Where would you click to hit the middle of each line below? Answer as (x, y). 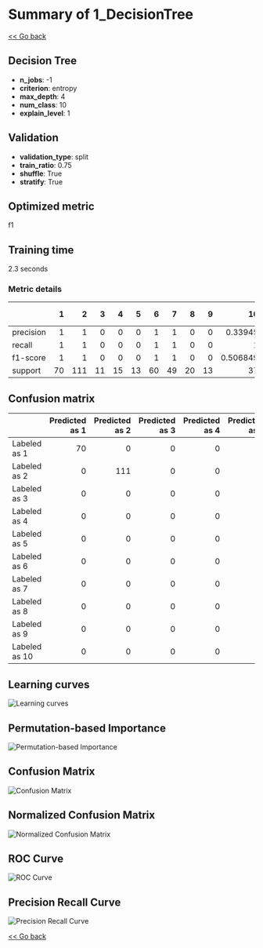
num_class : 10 (43, 104)
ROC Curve (36, 858)
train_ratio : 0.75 (45, 165)
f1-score (29, 358)
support (27, 370)
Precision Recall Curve (65, 902)
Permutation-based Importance (87, 728)
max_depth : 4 (42, 97)
